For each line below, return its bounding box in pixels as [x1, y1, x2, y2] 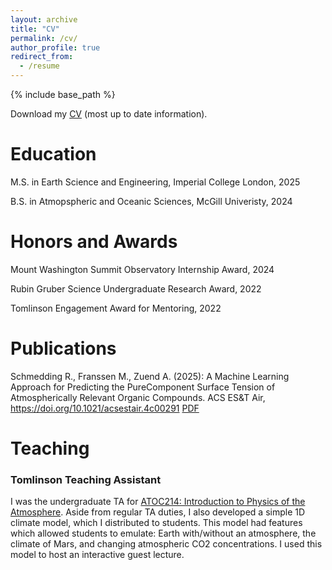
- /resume [19, 61, 60, 71]
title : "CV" [10, 24, 60, 34]
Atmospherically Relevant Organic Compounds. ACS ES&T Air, [10, 391, 266, 403]
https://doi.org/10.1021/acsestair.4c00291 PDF [10, 402, 200, 414]
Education [10, 143, 97, 166]
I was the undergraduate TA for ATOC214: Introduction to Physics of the [10, 496, 306, 508]
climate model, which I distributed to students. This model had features [10, 517, 303, 529]
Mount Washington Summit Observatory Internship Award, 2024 [10, 263, 275, 275]
